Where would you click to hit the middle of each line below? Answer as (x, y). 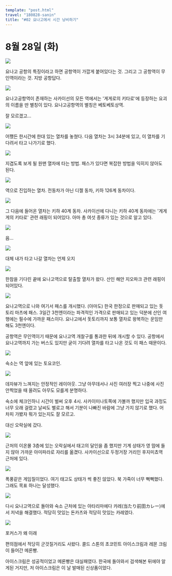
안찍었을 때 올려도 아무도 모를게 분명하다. (46, 390)
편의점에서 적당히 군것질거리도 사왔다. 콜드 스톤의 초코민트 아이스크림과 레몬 (81, 544)
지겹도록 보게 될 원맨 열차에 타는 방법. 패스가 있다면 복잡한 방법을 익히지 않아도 (84, 164)
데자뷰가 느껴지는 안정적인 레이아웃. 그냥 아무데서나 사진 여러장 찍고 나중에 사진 (85, 384)
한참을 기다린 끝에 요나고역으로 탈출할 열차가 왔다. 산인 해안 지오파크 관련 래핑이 (85, 279)
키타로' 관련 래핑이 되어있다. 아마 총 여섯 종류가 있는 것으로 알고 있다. (84, 218)
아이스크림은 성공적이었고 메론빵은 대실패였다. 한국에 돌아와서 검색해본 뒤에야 (83, 562)
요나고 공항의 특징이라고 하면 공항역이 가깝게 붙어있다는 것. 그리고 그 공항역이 (83, 71)
